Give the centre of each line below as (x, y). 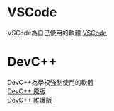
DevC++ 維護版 (30, 100)
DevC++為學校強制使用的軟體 (51, 82)
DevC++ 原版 (27, 91)
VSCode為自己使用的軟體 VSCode (57, 33)
